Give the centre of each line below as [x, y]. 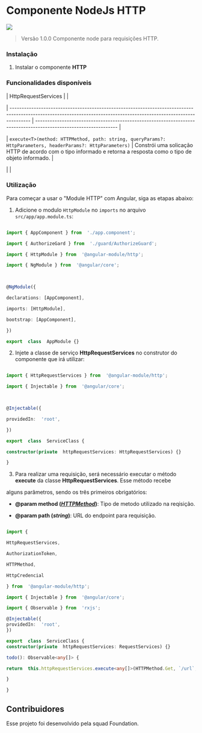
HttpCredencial [25, 575]
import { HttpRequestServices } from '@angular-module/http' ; [87, 376]
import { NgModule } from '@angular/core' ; [63, 265]
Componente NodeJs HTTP [76, 11]
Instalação [22, 54]
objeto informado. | [30, 158]
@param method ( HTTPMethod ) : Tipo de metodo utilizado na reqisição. [105, 504]
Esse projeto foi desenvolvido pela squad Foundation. [73, 723]
